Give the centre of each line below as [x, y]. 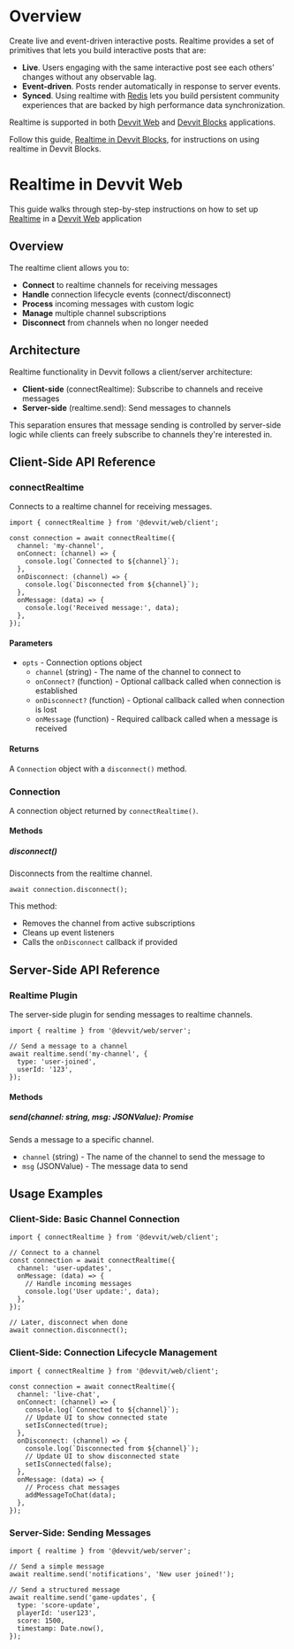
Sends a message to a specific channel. [82, 1139]
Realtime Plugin [43, 995]
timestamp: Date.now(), [60, 1628]
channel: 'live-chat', [59, 1394]
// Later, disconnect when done [68, 1323]
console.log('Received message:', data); [102, 608]
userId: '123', [45, 1070]
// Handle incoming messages [79, 1284]
